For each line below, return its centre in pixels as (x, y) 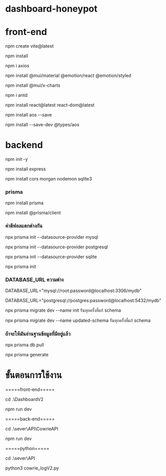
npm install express (26, 169)
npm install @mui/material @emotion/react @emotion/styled (68, 76)
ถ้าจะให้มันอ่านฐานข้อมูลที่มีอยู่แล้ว (38, 334)
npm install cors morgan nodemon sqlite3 (49, 179)
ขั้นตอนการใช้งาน (34, 375)
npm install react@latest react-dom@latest (50, 105)
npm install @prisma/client (33, 213)
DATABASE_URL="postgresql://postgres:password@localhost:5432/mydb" (83, 300)
